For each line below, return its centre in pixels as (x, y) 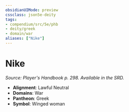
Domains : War (28, 93)
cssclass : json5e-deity (31, 15)
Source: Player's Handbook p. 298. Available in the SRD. (65, 77)
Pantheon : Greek (31, 98)
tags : (11, 19)
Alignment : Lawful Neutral (41, 88)
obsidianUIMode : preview (32, 10)
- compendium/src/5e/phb (32, 24)
